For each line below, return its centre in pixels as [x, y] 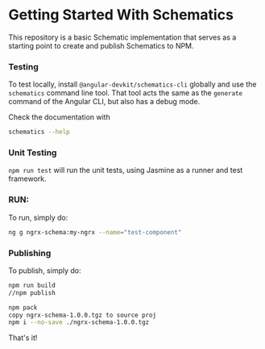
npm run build [32, 285]
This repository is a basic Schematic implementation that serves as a [122, 37]
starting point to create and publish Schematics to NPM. [101, 45]
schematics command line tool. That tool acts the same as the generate [126, 93]
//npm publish [32, 292]
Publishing [30, 253]
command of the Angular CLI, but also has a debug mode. [104, 102]
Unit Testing [33, 153]
